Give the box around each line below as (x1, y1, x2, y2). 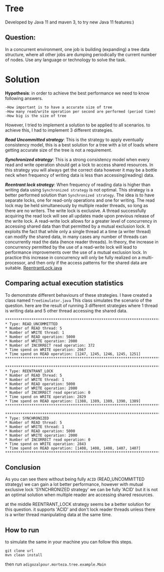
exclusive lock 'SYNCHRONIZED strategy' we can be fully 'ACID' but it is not (5, 487, 158, 493)
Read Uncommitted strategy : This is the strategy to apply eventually (5, 137, 144, 143)
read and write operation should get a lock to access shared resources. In (5, 162, 154, 167)
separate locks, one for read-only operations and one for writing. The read (5, 197, 155, 203)
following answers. (5, 95, 43, 101)
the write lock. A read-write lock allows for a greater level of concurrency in (5, 218, 157, 224)
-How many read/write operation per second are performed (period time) (5, 109, 156, 114)
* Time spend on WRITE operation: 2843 (5, 441, 86, 446)
